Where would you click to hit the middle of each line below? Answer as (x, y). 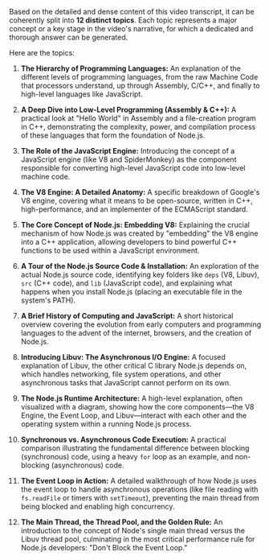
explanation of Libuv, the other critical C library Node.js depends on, (134, 366)
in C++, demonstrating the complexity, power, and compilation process (138, 127)
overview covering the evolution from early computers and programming (141, 324)
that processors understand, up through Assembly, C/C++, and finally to (140, 85)
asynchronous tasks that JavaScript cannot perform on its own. (126, 383)
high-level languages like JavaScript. (82, 94)
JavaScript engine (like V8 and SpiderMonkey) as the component (128, 159)
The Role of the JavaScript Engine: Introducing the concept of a (128, 151)
